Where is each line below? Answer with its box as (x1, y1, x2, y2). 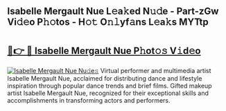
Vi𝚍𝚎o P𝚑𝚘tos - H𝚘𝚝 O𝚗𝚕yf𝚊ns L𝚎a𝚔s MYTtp (7, 17, 209, 28)
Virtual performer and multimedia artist (100, 67, 211, 74)
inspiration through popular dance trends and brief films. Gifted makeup (7, 82, 213, 90)
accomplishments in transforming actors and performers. (7, 97, 171, 104)
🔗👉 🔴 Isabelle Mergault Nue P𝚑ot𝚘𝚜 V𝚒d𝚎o (7, 45, 201, 57)
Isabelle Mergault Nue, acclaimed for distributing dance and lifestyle (7, 74, 202, 82)
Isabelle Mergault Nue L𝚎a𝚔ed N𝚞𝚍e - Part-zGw (7, 6, 219, 17)
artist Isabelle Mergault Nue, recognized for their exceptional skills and (7, 89, 209, 97)
